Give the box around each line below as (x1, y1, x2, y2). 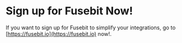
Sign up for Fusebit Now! (5, 4, 133, 18)
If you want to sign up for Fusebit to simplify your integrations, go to (5, 24, 176, 31)
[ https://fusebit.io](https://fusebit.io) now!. (5, 30, 112, 37)
